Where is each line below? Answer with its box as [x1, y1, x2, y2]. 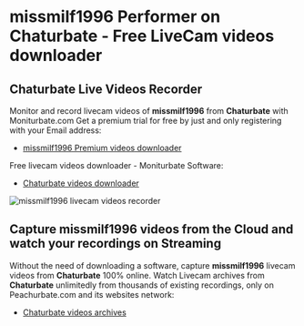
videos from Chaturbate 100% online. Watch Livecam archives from [9, 270, 266, 280]
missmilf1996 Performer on [9, 6, 221, 27]
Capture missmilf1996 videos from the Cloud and [9, 221, 294, 238]
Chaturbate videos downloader [22, 178, 139, 188]
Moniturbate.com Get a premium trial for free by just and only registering [9, 116, 282, 126]
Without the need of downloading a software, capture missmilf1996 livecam [9, 260, 296, 270]
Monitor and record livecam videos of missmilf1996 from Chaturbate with [9, 106, 289, 116]
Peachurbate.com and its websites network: [9, 289, 175, 300]
